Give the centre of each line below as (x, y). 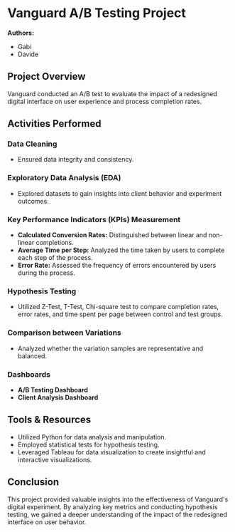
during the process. (47, 273)
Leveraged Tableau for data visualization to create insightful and (111, 452)
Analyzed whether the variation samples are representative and (110, 348)
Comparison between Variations (65, 333)
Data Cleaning (32, 144)
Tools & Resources (49, 420)
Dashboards (29, 374)
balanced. (32, 356)
